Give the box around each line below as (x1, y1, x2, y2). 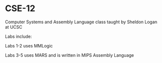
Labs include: (5, 33, 32, 39)
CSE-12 (5, 3, 36, 14)
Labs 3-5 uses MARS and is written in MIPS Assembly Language (5, 52, 134, 58)
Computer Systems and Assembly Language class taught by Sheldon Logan (5, 19, 158, 25)
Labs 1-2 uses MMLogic (5, 43, 53, 48)
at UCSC (5, 24, 23, 30)
